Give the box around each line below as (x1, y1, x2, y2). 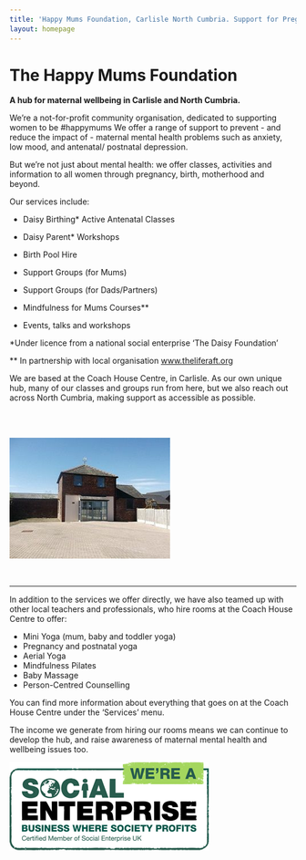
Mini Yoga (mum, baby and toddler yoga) (22, 631, 177, 642)
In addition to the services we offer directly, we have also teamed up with (9, 594, 284, 606)
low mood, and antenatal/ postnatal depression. (9, 141, 189, 152)
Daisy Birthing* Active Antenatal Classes (22, 214, 176, 225)
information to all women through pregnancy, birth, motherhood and (9, 169, 265, 180)
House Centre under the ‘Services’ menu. (9, 707, 166, 718)
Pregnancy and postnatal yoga (22, 641, 138, 652)
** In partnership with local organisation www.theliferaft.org (9, 356, 234, 367)
